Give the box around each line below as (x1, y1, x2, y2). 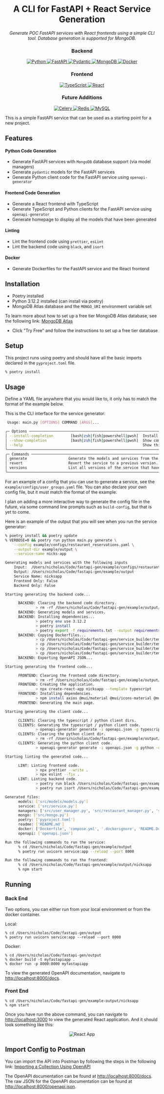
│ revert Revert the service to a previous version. (5, 461, 159, 466)
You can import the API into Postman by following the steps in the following (5, 1058, 156, 1064)
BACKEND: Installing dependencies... (18, 615, 95, 619)
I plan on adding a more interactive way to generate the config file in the (5, 499, 150, 504)
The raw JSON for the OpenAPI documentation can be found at (5, 1078, 133, 1084)
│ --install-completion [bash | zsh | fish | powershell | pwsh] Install (5, 433, 159, 439)
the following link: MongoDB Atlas (5, 318, 73, 324)
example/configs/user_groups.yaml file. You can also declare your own (5, 484, 147, 490)
